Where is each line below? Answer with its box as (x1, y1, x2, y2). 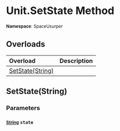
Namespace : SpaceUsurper (6, 23, 63, 29)
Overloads (6, 39, 45, 49)
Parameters (6, 104, 40, 112)
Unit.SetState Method (6, 4, 115, 18)
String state (6, 119, 34, 125)
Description (59, 57, 93, 65)
